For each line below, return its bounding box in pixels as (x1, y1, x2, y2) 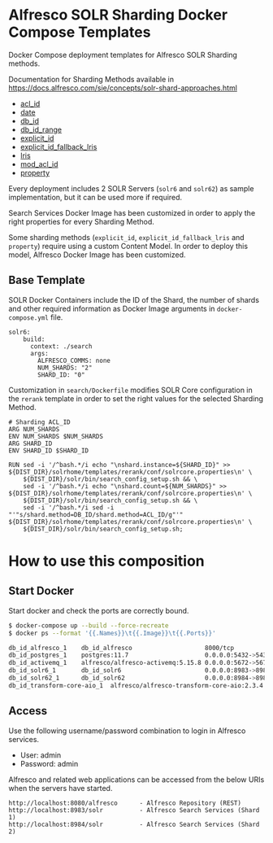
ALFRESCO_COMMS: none (37, 356, 111, 365)
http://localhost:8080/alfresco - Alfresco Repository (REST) (8, 799, 242, 807)
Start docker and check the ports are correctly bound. (8, 605, 189, 615)
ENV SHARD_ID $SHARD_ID (8, 446, 89, 455)
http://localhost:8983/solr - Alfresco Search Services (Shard (8, 806, 260, 815)
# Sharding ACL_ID (8, 417, 71, 426)
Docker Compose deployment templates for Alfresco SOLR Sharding (8, 50, 238, 59)
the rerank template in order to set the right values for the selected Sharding (8, 393, 264, 404)
